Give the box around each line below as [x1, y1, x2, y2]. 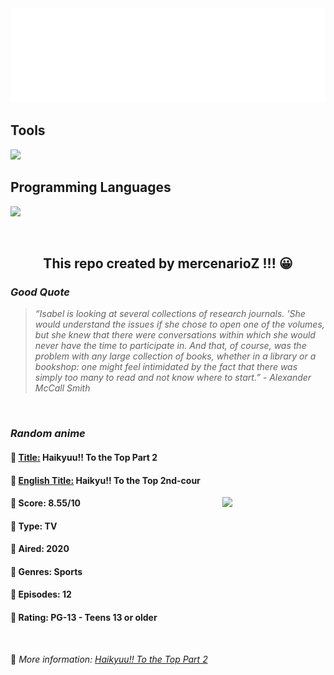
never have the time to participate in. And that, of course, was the [34, 340, 307, 352]
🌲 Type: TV [10, 520, 58, 532]
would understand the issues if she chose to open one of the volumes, [34, 318, 325, 331]
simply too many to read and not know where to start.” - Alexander [34, 372, 312, 384]
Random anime [10, 427, 86, 441]
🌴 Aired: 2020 [10, 543, 70, 555]
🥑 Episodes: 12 [10, 588, 72, 601]
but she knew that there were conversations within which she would [34, 329, 316, 341]
